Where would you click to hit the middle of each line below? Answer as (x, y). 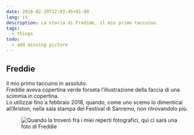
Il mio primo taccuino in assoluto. (47, 83)
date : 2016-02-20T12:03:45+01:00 (48, 12)
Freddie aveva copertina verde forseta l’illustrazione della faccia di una (93, 89)
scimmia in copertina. (33, 96)
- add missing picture (40, 45)
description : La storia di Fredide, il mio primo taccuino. (83, 23)
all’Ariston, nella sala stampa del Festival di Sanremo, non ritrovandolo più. (97, 108)
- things (22, 34)
